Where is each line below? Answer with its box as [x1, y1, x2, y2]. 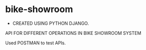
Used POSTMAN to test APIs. [5, 39, 66, 46]
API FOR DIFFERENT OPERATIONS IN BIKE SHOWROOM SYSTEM [5, 30, 141, 36]
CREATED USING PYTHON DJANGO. [12, 20, 89, 26]
